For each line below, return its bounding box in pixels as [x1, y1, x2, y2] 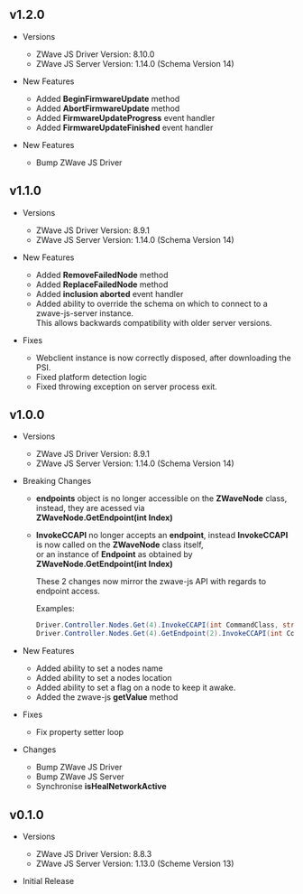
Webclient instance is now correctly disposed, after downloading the [35, 352, 291, 363]
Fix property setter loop [35, 727, 124, 738]
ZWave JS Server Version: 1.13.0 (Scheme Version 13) [35, 858, 234, 869]
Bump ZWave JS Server [35, 771, 124, 782]
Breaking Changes [22, 476, 92, 487]
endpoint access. [35, 586, 101, 597]
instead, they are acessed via [35, 503, 145, 514]
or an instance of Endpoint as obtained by [35, 549, 193, 560]
